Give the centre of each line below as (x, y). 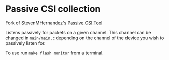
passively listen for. (25, 43)
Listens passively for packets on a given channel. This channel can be (78, 32)
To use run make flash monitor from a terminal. (54, 53)
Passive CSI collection (53, 9)
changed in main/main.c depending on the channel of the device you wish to (85, 38)
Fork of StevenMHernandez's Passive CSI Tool (54, 23)
